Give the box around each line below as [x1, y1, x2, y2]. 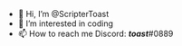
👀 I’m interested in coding [17, 18, 114, 29]
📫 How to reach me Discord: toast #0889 [17, 28, 174, 39]
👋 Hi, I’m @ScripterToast [17, 9, 110, 19]
